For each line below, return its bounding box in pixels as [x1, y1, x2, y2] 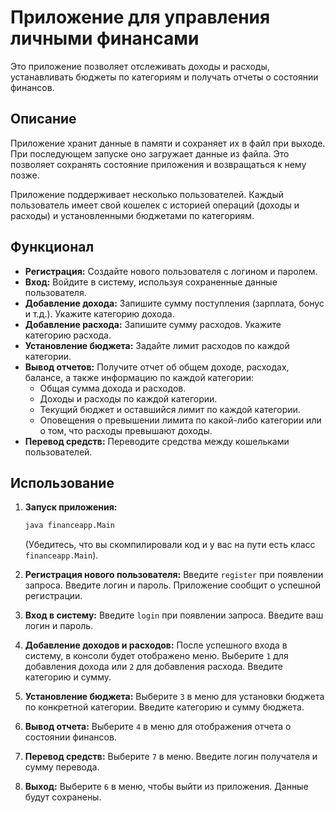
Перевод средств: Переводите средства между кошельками [24, 435, 290, 447]
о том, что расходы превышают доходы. [39, 424, 213, 436]
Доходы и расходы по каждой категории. [39, 392, 218, 405]
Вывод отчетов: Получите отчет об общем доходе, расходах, [24, 361, 290, 373]
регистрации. [24, 590, 83, 602]
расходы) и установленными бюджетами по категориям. [10, 209, 255, 221]
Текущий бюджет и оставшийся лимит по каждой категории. [39, 403, 301, 415]
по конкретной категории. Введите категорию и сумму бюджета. [24, 701, 305, 713]
